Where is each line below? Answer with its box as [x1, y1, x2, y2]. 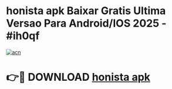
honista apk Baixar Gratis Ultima [6, 4, 166, 18]
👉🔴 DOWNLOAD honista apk [6, 71, 151, 84]
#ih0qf [6, 29, 40, 42]
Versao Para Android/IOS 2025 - [6, 17, 167, 30]
